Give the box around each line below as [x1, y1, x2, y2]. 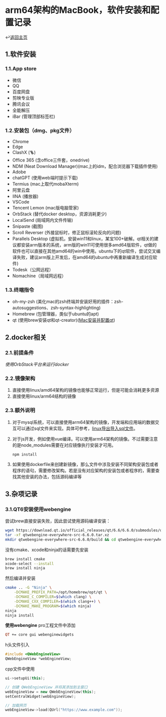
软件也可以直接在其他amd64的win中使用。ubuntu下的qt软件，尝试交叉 [12, 248, 157, 254]
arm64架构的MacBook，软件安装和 [5, 4, 151, 16]
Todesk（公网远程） [12, 266, 53, 272]
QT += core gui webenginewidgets [5, 632, 74, 637]
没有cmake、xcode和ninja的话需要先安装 [5, 547, 89, 553]
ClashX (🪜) [12, 149, 36, 155]
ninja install [5, 613, 35, 618]
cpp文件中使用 [5, 666, 35, 672]
